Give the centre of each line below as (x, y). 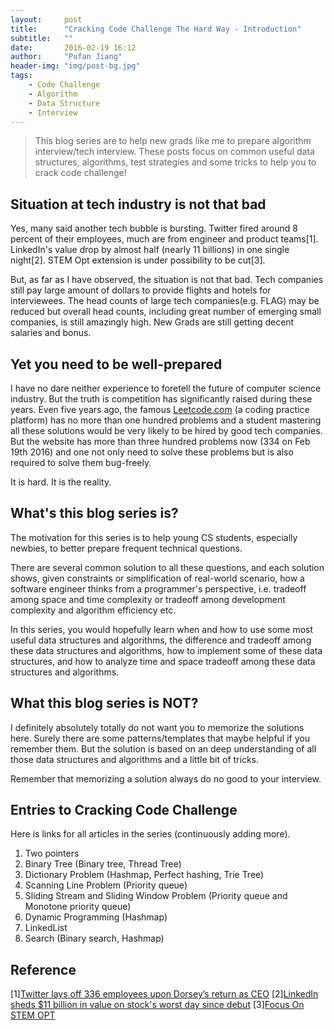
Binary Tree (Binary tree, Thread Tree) (103, 864)
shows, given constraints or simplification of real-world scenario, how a (157, 578)
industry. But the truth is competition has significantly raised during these (161, 399)
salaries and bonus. (51, 333)
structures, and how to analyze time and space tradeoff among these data (163, 661)
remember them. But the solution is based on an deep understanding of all (163, 748)
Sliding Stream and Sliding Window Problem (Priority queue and (156, 896)
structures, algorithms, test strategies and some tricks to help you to (175, 162)
